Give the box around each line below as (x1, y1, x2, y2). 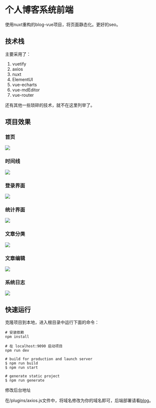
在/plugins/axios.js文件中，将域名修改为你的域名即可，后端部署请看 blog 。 (5, 398, 154, 404)
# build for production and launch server (5, 357, 93, 362)
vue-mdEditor (12, 86, 40, 93)
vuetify (12, 61, 27, 66)
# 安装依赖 (5, 330, 24, 335)
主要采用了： (5, 51, 31, 57)
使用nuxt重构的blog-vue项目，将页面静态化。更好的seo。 (5, 21, 121, 27)
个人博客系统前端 (5, 4, 74, 16)
